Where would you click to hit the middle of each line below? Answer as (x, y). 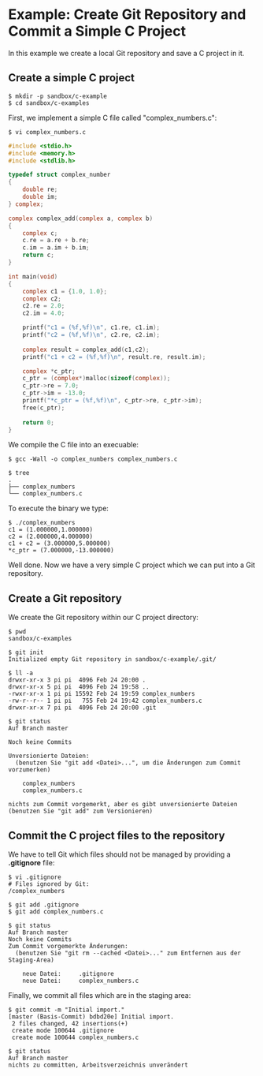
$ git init (26, 652)
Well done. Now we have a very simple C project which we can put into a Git (132, 565)
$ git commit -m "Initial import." (67, 1010)
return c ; (39, 255)
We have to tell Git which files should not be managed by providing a (119, 854)
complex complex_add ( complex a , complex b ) (81, 219)
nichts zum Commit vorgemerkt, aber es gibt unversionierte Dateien (123, 805)
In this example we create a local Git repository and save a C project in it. (126, 53)
